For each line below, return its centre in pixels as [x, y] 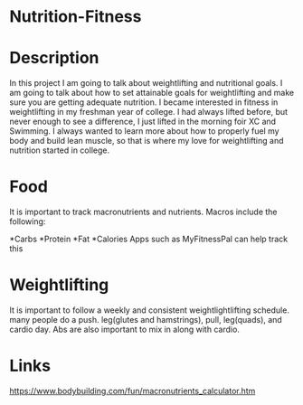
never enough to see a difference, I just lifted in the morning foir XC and [143, 122]
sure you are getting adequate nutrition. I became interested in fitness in [144, 102]
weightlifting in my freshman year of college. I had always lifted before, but [148, 112]
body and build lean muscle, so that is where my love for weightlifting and [147, 141]
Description [54, 58]
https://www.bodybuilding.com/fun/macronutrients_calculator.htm [133, 391]
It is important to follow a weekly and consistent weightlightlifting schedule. [149, 310]
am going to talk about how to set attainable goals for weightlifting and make [152, 93]
